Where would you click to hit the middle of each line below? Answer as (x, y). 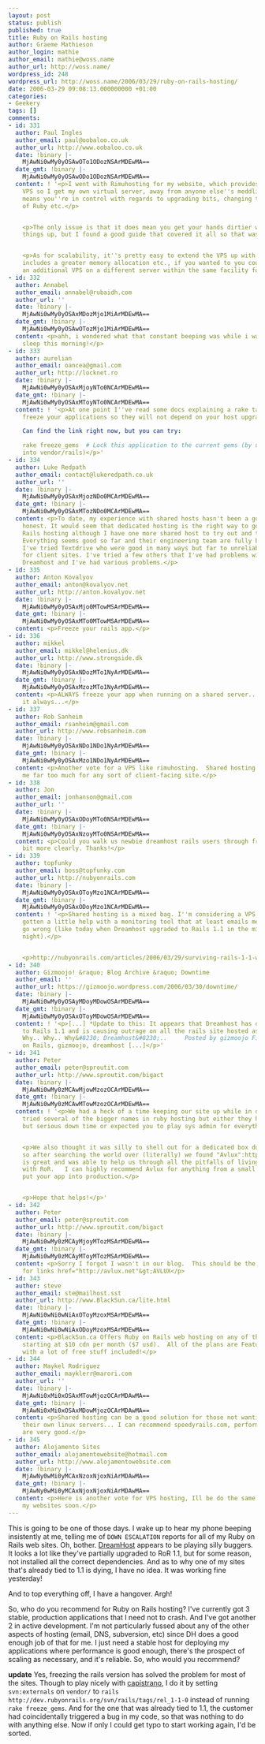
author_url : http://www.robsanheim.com (81, 731)
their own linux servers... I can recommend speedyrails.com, (127, 1425)
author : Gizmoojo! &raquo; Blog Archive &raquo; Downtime (113, 972)
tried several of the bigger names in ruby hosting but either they (137, 1119)
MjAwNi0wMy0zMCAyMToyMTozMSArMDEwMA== (86, 1257)
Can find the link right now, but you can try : (102, 431)
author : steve (38, 1286)
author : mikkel (40, 643)
